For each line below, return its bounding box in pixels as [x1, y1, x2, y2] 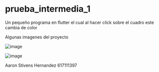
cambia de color [5, 24, 38, 30]
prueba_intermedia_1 [5, 3, 91, 15]
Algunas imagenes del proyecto [5, 34, 69, 40]
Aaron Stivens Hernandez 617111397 [5, 62, 77, 68]
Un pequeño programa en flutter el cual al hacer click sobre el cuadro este [5, 19, 154, 25]
